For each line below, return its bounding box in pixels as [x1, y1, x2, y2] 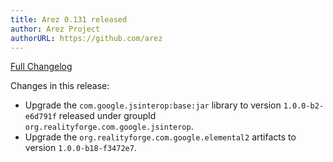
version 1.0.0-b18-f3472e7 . [24, 142, 137, 154]
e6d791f [24, 112, 57, 122]
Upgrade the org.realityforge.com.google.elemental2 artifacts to [24, 131, 297, 143]
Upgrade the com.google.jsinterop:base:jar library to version [24, 99, 282, 111]
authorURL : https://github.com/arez [10, 33, 163, 43]
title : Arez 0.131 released [10, 14, 128, 25]
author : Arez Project [10, 24, 101, 34]
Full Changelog [10, 61, 73, 73]
